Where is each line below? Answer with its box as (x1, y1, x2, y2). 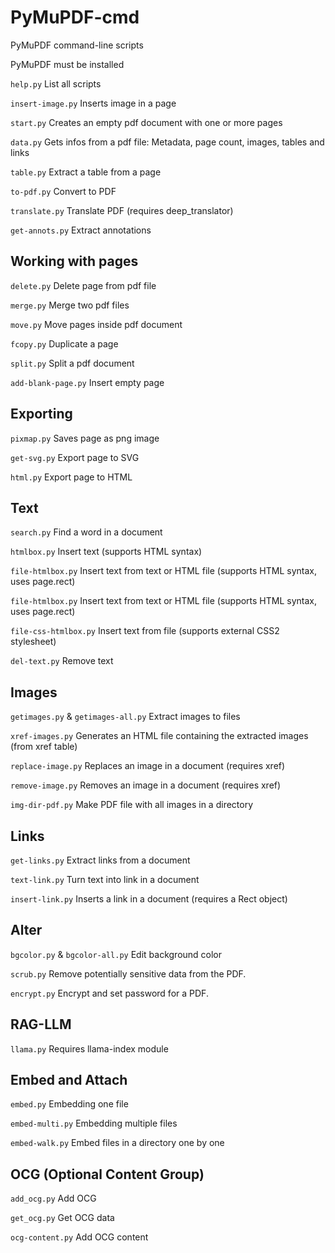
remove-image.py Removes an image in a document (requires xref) (10, 779, 282, 791)
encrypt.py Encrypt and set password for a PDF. (10, 987, 209, 999)
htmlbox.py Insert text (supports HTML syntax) (10, 546, 203, 558)
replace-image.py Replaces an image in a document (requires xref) (10, 760, 286, 772)
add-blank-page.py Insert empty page (10, 376, 165, 388)
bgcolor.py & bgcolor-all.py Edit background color (10, 948, 223, 960)
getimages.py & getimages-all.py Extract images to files (10, 711, 241, 723)
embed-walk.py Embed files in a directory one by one (10, 1137, 225, 1149)
